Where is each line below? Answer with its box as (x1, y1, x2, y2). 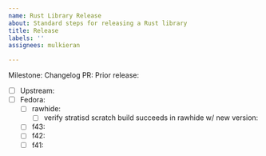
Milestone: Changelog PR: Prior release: (8, 70, 140, 80)
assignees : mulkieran (8, 42, 81, 50)
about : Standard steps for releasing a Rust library (8, 19, 188, 27)
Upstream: (19, 86, 55, 96)
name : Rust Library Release (8, 11, 102, 20)
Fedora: (19, 95, 46, 105)
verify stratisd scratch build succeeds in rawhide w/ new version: (43, 113, 259, 122)
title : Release (8, 26, 59, 34)
